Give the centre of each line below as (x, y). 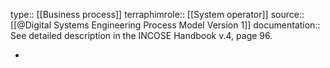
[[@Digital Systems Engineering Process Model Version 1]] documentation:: (165, 25)
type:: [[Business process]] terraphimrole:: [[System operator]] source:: (157, 14)
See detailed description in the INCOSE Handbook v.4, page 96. (141, 35)
